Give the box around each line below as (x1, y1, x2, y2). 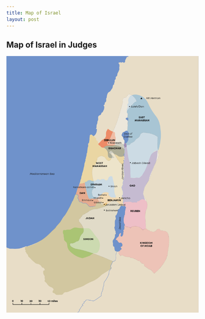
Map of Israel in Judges (6, 40, 98, 50)
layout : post (6, 16, 40, 23)
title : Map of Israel (6, 10, 62, 16)
